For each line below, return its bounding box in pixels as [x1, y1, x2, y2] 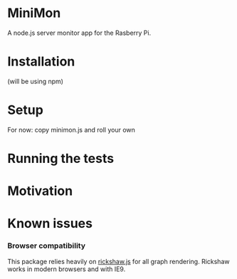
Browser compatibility [7, 241, 86, 251]
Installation [7, 53, 75, 70]
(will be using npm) [7, 77, 64, 85]
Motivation [7, 183, 73, 199]
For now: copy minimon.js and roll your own [7, 125, 135, 134]
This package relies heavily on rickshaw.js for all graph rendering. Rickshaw [7, 257, 230, 265]
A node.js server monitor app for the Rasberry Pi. [7, 28, 152, 37]
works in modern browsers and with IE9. [7, 265, 126, 273]
